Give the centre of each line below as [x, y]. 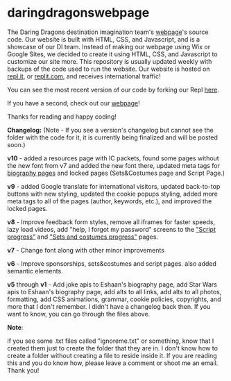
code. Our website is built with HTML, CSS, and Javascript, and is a [103, 39]
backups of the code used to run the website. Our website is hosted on [109, 69]
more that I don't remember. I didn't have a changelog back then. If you [109, 306]
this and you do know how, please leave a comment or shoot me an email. [113, 363]
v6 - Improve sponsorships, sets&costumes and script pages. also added [112, 263]
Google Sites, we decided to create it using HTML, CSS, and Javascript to [112, 54]
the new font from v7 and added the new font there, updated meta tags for [114, 165]
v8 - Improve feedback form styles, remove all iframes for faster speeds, [111, 222]
